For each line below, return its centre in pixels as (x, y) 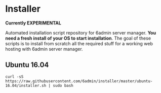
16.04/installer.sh (26, 85)
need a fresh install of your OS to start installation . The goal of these (78, 38)
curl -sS (14, 77)
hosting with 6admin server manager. (44, 49)
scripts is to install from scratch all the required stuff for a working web (79, 43)
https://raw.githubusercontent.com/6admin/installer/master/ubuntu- (79, 81)
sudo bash (63, 85)
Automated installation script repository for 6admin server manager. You (80, 33)
